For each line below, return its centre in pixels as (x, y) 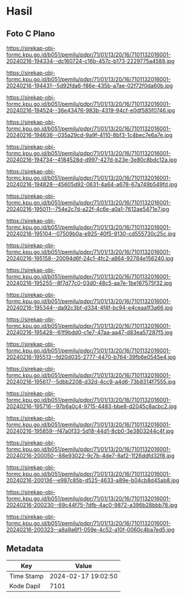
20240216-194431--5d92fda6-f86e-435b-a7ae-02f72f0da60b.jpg (89, 86)
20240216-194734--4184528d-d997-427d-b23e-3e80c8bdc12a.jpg (92, 160)
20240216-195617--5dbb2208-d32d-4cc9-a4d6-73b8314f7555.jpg (91, 382)
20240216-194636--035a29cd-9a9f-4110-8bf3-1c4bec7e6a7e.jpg (89, 135)
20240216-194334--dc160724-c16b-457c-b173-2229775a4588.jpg (90, 61)
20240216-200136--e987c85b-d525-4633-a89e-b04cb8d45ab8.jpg (93, 480)
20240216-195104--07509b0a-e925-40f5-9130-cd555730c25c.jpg (91, 234)
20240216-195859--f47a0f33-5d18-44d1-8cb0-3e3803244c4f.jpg (90, 431)
